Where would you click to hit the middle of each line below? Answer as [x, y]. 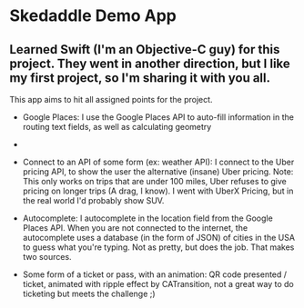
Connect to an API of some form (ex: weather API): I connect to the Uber [158, 162]
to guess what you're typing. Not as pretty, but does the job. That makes [158, 247]
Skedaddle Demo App [93, 16]
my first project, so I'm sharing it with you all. [140, 78]
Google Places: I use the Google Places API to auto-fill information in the [158, 117]
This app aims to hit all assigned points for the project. [111, 99]
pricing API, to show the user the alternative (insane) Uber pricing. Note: [158, 172]
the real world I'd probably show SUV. [93, 200]
